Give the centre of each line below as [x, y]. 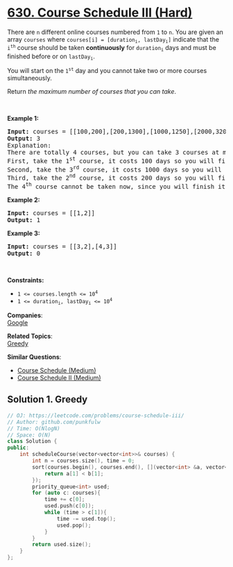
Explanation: [29, 146]
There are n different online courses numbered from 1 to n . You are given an [115, 32]
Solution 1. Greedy [48, 399]
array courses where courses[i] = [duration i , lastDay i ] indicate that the [113, 40]
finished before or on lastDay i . [51, 57]
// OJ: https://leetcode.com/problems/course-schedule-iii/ [96, 415]
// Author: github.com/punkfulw [54, 422]
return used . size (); [62, 545]
